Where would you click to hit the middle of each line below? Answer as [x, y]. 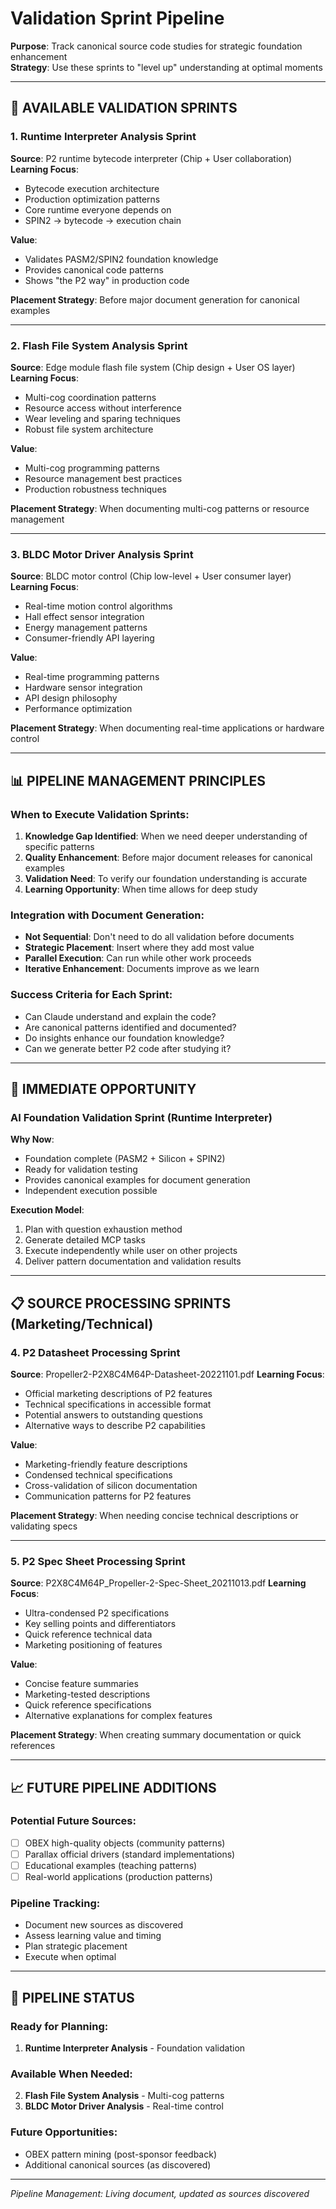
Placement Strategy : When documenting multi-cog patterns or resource [160, 508]
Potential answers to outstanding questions [113, 1414]
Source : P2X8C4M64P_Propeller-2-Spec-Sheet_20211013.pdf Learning [158, 1583]
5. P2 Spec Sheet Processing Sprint [98, 1561]
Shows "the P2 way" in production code [107, 280]
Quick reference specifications [88, 1705]
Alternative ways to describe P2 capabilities [115, 1425]
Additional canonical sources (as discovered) [118, 2164]
